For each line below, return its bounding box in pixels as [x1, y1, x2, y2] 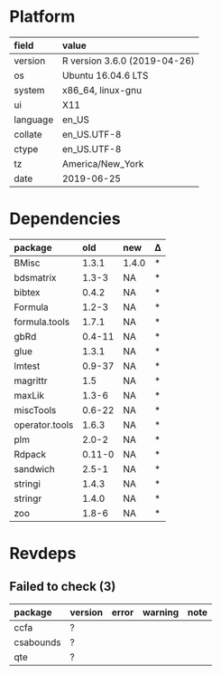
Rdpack [14, 448, 47, 460]
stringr [14, 492, 42, 505]
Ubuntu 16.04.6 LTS [61, 69, 149, 82]
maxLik [14, 389, 45, 401]
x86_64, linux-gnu [61, 83, 143, 96]
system [14, 83, 45, 96]
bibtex [14, 285, 41, 298]
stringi [14, 477, 41, 490]
